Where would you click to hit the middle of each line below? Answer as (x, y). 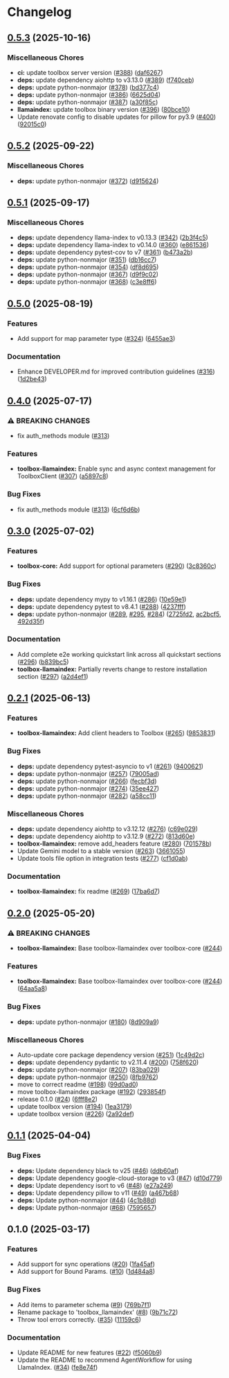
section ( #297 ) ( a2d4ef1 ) (53, 676)
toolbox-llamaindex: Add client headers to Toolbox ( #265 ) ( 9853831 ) (116, 733)
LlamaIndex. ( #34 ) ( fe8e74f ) (57, 1367)
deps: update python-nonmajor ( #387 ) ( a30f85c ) (88, 102)
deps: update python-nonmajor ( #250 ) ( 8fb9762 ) (88, 1077)
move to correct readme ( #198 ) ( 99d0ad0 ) (77, 1084)
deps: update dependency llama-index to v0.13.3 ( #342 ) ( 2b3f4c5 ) (113, 237)
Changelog (39, 12)
